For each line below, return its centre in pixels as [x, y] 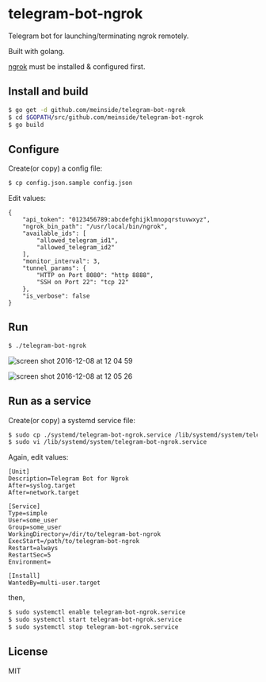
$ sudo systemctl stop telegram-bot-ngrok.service [93, 627]
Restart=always [33, 549]
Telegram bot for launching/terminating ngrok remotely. [99, 36]
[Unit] [19, 472]
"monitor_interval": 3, [62, 262]
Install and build [48, 92]
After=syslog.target [42, 486]
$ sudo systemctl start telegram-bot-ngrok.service [95, 620]
